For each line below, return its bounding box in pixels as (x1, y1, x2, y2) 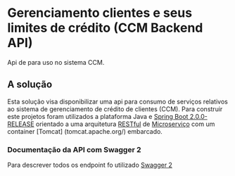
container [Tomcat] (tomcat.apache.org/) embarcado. (7, 127, 163, 135)
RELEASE (7, 120, 34, 128)
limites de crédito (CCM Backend (7, 20, 203, 36)
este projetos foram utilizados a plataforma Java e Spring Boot (7, 112, 189, 120)
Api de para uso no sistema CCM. (7, 58, 105, 66)
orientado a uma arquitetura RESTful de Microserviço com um (35, 120, 215, 128)
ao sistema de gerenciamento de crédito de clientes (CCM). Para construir (7, 104, 223, 113)
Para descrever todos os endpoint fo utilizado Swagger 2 (7, 161, 172, 170)
